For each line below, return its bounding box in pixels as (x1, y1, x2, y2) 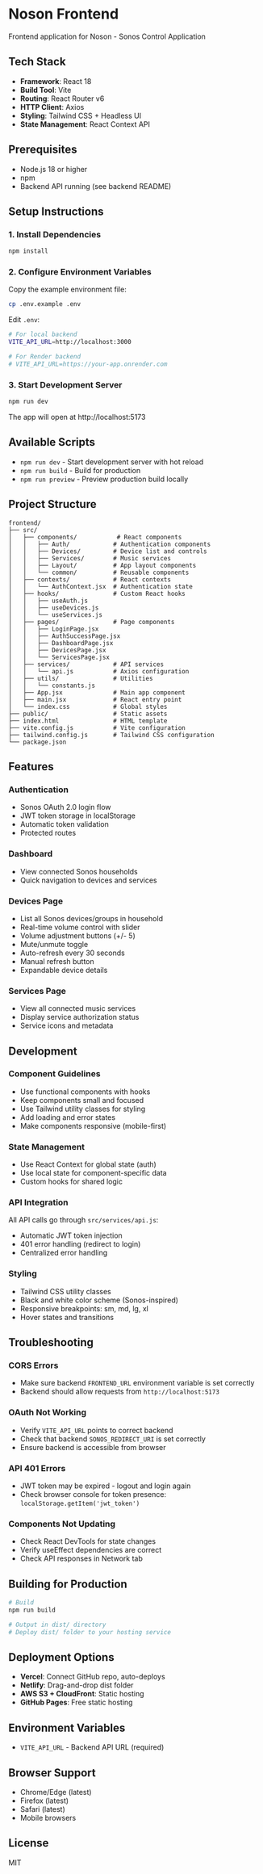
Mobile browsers (19, 1813, 77, 1823)
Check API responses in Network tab (19, 1553, 143, 1563)
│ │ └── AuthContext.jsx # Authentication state (8, 582, 194, 590)
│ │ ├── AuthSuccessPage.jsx (8, 631, 121, 640)
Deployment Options (8, 1650, 115, 1664)
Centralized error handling (19, 1248, 108, 1258)
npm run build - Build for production (19, 465, 141, 475)
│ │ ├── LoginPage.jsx (8, 625, 99, 633)
